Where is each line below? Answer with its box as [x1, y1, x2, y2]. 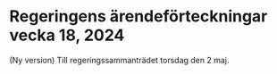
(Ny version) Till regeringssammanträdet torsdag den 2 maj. [9, 54, 230, 65]
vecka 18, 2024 [9, 25, 125, 45]
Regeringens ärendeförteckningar [9, 6, 268, 27]
